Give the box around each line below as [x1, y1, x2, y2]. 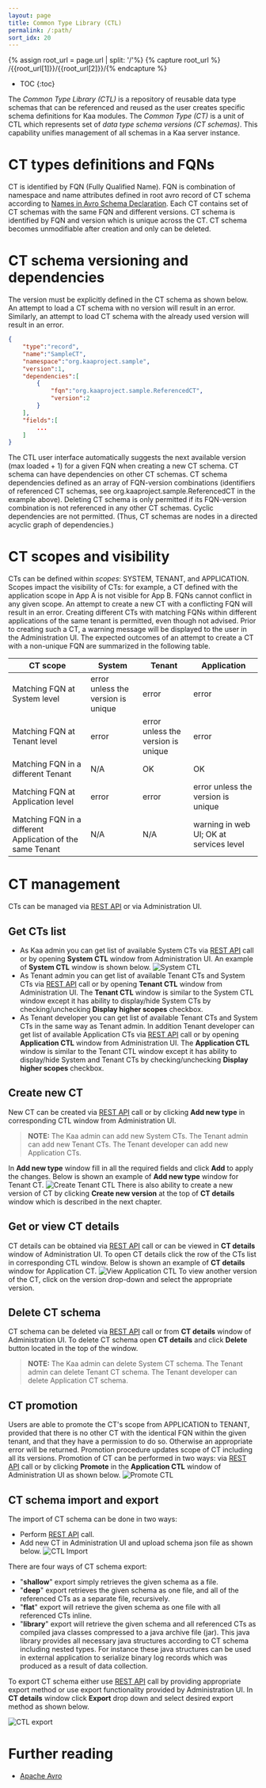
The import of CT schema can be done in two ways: [8, 1514, 178, 1524]
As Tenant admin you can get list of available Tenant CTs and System [19, 971, 245, 980]
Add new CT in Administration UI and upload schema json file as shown [19, 1538, 253, 1547]
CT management [8, 876, 120, 893]
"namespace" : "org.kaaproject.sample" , [22, 357, 150, 365]
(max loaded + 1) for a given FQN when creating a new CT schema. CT [8, 461, 239, 471]
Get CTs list [8, 924, 66, 938]
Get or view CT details [8, 1220, 120, 1234]
